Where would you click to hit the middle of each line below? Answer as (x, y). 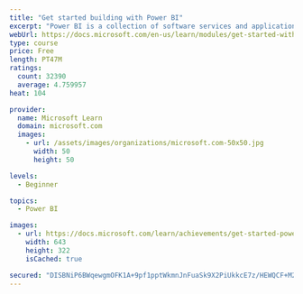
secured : (26, 275)
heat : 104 (28, 93)
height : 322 (48, 250)
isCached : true (54, 259)
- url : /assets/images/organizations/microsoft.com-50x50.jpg (145, 143)
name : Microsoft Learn (60, 118)
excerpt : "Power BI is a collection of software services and (129, 26)
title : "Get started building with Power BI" (96, 18)
